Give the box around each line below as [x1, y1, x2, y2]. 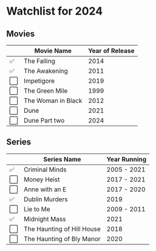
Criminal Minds [24, 165, 67, 174]
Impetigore [24, 77, 55, 85]
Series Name [43, 155, 81, 163]
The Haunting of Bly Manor [24, 235, 101, 243]
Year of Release [87, 47, 135, 55]
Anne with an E [24, 185, 67, 193]
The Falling [24, 57, 56, 65]
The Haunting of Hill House [24, 224, 101, 233]
